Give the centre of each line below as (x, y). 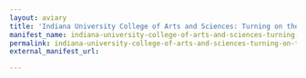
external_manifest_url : (55, 52)
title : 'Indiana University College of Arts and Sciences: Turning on (146, 26)
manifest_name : (38, 34)
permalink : (30, 43)
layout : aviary (38, 18)
